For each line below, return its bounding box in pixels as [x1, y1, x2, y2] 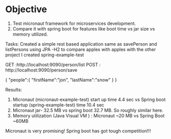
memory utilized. [12, 31, 48, 37]
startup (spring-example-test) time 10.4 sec [12, 101, 104, 108]
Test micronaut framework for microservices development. [12, 20, 136, 26]
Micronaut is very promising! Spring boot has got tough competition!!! [5, 128, 151, 134]
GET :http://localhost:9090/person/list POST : [5, 61, 101, 67]
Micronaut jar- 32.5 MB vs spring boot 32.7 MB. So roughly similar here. [12, 107, 164, 113]
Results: [5, 86, 22, 92]
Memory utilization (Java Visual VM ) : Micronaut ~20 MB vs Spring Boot [12, 113, 165, 119]
